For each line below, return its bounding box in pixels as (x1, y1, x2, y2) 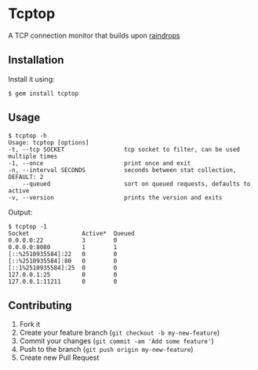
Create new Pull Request (19, 353, 100, 362)
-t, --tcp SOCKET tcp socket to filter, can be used (8, 145, 241, 153)
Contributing (8, 299, 72, 312)
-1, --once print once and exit (8, 159, 191, 167)
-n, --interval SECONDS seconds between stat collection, (8, 166, 237, 174)
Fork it (19, 320, 41, 329)
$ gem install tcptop (8, 90, 79, 97)
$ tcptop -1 (8, 222, 47, 230)
